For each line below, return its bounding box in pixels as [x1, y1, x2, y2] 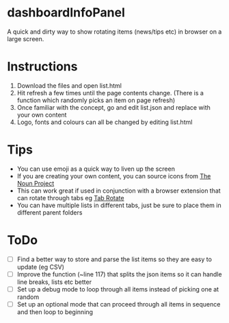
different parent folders [16, 208, 83, 217]
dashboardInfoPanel [7, 5, 125, 21]
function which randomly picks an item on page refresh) [16, 96, 176, 104]
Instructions [7, 59, 78, 75]
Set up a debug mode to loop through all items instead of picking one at [16, 285, 219, 293]
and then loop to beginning [16, 308, 94, 316]
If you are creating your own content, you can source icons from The [16, 171, 211, 180]
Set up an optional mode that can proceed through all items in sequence [16, 300, 221, 308]
